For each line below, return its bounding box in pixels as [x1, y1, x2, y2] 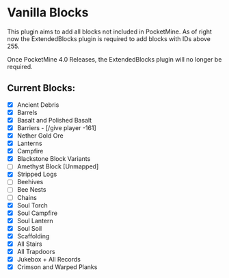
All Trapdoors [16, 247, 56, 255]
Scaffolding [16, 231, 50, 240]
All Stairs [16, 240, 42, 248]
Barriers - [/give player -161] [16, 123, 97, 131]
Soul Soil [16, 224, 42, 232]
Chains [16, 193, 38, 201]
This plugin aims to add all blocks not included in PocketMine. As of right [7, 27, 212, 36]
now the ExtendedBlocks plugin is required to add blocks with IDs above [7, 34, 211, 42]
